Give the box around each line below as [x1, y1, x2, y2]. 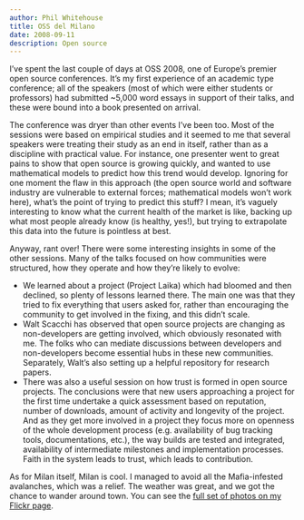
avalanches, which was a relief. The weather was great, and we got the [9, 481, 275, 492]
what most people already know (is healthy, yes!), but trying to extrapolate [9, 216, 288, 227]
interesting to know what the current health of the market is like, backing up [9, 206, 292, 218]
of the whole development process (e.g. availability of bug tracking [22, 425, 274, 436]
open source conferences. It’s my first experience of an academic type [9, 74, 274, 84]
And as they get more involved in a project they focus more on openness [22, 415, 295, 427]
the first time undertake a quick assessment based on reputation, [22, 396, 267, 407]
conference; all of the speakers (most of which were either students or [9, 83, 274, 93]
